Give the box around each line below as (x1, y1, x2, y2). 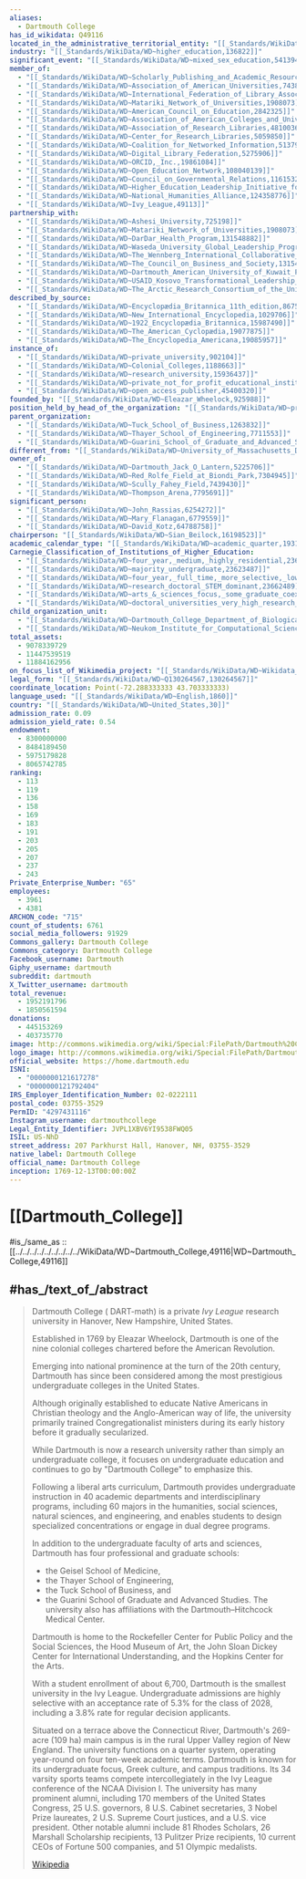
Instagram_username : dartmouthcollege (9, 1116, 157, 1125)
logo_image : (9, 1048, 55, 1057)
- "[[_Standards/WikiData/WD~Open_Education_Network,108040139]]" (17, 166, 275, 175)
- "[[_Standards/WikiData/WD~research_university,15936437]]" (17, 369, 259, 379)
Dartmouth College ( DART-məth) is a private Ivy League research (31, 1306, 280, 1317)
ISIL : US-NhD (9, 1133, 59, 1142)
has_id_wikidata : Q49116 (9, 30, 104, 39)
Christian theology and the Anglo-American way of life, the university (31, 1407, 291, 1418)
